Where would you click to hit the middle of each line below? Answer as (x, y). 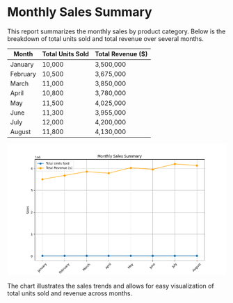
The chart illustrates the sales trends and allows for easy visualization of (111, 286)
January (22, 64)
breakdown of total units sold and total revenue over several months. (105, 38)
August (21, 132)
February (23, 74)
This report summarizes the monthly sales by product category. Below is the (116, 31)
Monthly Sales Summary (80, 12)
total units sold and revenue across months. (70, 293)
